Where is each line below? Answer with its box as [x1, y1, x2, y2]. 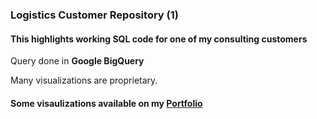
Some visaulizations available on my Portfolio [10, 97, 203, 109]
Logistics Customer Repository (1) [10, 8, 179, 22]
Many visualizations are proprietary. [10, 74, 158, 87]
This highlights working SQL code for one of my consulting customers [10, 33, 308, 45]
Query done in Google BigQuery [10, 55, 145, 67]
